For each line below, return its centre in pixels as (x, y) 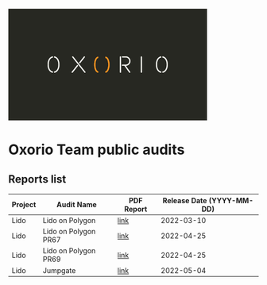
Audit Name (77, 204)
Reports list (37, 179)
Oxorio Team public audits (97, 150)
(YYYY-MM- (231, 200)
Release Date (185, 200)
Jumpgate (59, 270)
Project (24, 204)
